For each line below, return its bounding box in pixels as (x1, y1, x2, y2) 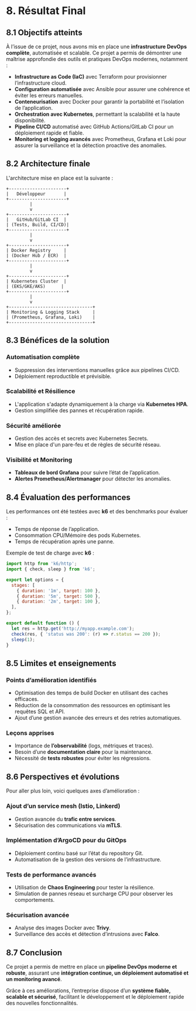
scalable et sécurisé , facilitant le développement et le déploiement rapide (6, 993, 184, 1000)
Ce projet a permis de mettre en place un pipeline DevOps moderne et (6, 963, 177, 970)
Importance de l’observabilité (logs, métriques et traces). (14, 742, 154, 750)
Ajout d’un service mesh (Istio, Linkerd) (6, 802, 121, 810)
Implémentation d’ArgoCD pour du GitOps (6, 836, 127, 844)
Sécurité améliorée (6, 421, 61, 429)
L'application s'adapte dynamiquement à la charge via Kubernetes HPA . (14, 401, 189, 408)
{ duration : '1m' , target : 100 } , (16, 587, 101, 594)
